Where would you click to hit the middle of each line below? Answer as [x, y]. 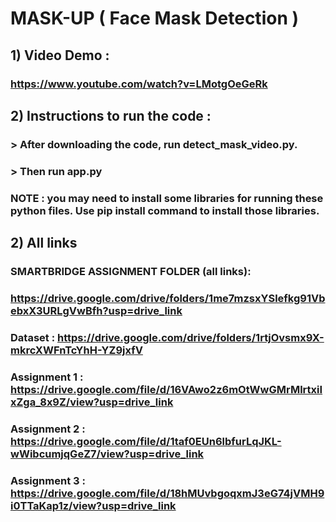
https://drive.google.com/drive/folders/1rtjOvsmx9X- [191, 337]
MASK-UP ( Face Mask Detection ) [155, 18]
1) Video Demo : [60, 55]
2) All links [44, 243]
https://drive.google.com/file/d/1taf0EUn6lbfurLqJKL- [146, 441]
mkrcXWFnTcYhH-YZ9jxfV [76, 350]
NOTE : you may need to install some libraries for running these [167, 198]
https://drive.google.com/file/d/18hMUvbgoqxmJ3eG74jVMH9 [167, 493]
